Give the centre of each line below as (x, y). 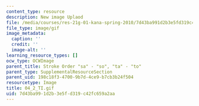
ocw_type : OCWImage (30, 61)
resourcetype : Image (32, 83)
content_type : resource (36, 11)
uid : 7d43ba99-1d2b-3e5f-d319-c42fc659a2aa (61, 94)
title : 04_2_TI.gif (30, 88)
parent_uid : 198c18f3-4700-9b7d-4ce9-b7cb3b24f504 (70, 77)
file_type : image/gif (33, 28)
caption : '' (26, 39)
